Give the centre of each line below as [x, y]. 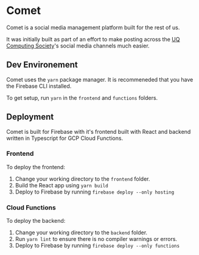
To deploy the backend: [36, 221]
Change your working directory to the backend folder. [81, 232]
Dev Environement [42, 65]
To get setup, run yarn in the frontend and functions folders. [82, 97]
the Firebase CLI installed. [39, 86]
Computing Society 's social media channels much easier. [78, 46]
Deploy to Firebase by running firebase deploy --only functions [97, 246]
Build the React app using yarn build [61, 185]
